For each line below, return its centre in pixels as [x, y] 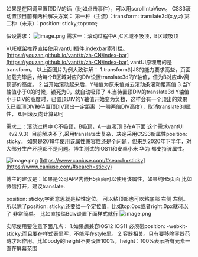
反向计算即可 [48, 114]
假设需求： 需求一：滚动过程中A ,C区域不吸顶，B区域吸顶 [92, 36]
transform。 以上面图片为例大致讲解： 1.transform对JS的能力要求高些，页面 [98, 69]
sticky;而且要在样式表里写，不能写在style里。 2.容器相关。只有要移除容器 [95, 233]
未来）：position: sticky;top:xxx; [60, 23]
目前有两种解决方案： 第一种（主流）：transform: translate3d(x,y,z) [102, 16]
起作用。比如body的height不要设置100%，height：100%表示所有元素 [101, 241]
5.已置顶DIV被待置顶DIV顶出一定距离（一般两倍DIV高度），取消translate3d [96, 106]
